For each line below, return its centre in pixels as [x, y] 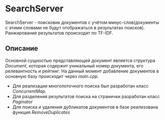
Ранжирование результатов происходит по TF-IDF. [59, 33]
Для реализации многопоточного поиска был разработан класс [81, 86]
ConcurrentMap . [29, 91]
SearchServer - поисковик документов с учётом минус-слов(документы [82, 22]
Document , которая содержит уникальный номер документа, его [74, 65]
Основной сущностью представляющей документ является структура [80, 60]
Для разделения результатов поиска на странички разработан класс [86, 96]
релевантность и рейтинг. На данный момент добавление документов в [82, 71]
